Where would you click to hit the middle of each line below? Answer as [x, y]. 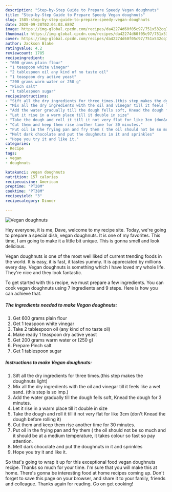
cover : [12, 39]
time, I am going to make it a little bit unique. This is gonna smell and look [82, 241]
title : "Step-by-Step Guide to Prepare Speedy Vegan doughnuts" [75, 15]
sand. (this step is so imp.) [40, 392]
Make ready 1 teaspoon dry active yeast [55, 334]
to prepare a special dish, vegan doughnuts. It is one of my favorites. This [83, 235]
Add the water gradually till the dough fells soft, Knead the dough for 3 [87, 397]
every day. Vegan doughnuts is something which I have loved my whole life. [85, 267]
